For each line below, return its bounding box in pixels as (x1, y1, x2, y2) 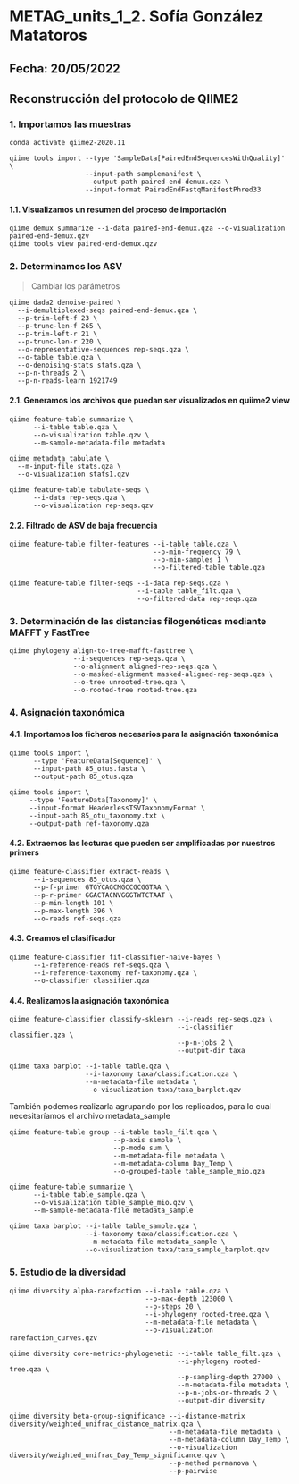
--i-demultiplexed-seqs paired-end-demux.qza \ (17, 306, 198, 315)
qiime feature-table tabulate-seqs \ (9, 485, 150, 494)
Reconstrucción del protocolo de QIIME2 (9, 91, 239, 106)
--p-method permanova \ (169, 1458, 257, 1468)
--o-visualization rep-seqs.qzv (32, 501, 154, 510)
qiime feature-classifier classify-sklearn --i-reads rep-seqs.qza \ (9, 1015, 274, 1024)
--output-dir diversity (177, 1395, 266, 1405)
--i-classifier (177, 1022, 234, 1032)
